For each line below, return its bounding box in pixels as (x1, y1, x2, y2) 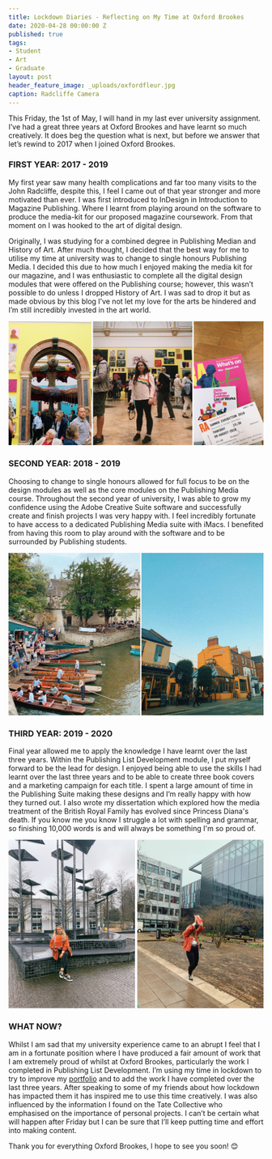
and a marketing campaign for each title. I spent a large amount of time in (8, 781, 253, 791)
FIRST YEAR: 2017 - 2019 (8, 159, 108, 170)
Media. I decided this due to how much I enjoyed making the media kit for (8, 261, 253, 271)
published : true (8, 30, 63, 38)
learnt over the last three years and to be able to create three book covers (8, 772, 255, 782)
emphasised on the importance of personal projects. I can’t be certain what (8, 1108, 260, 1118)
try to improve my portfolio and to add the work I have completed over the (8, 1073, 255, 1084)
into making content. (8, 1125, 77, 1135)
